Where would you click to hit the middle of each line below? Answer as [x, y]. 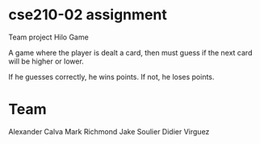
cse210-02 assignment [88, 15]
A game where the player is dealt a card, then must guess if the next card [130, 52]
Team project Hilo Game [48, 37]
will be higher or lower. [46, 61]
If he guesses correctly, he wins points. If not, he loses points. [111, 76]
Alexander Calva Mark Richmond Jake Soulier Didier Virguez [109, 131]
